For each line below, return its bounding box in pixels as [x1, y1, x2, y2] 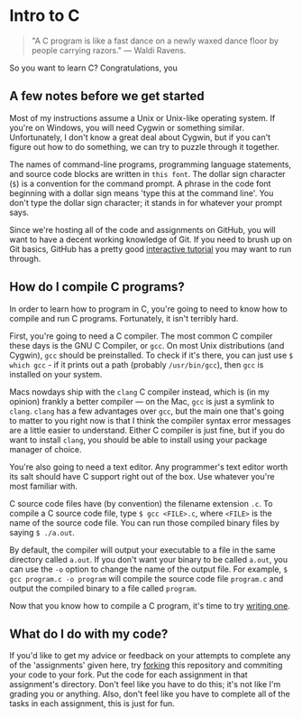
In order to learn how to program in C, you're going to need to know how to [9, 303, 288, 314]
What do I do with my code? [9, 626, 169, 641]
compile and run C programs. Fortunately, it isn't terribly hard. [9, 312, 239, 323]
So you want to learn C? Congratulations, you [9, 62, 178, 73]
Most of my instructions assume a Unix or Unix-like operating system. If [9, 112, 276, 123]
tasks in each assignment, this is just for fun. [9, 698, 176, 709]
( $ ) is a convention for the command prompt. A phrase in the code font [9, 178, 271, 189]
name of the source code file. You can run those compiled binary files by [9, 517, 279, 528]
